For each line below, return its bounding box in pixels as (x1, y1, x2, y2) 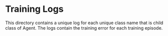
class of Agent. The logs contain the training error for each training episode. (5, 25, 163, 31)
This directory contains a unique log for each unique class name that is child (5, 20, 163, 26)
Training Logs (5, 3, 64, 15)
